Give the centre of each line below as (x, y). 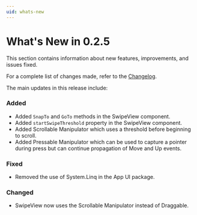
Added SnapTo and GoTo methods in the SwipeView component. (92, 116)
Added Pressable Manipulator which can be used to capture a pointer (101, 142)
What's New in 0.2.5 (58, 41)
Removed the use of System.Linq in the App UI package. (85, 177)
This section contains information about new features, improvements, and (98, 58)
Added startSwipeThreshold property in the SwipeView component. (98, 123)
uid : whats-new (25, 12)
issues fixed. (22, 64)
